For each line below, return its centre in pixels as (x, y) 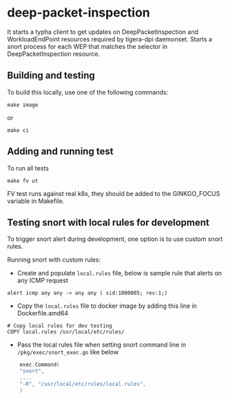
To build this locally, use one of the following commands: (88, 92)
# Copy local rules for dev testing (60, 326)
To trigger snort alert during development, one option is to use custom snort (115, 239)
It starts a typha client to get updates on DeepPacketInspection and (103, 32)
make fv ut (23, 181)
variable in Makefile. (36, 201)
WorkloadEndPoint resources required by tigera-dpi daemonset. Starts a (109, 39)
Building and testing (51, 76)
